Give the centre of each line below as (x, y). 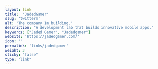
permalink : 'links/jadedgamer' (37, 46)
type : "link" (18, 59)
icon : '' (14, 41)
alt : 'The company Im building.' (39, 23)
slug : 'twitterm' (23, 18)
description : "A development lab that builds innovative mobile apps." (79, 28)
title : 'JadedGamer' (27, 14)
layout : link (18, 9)
